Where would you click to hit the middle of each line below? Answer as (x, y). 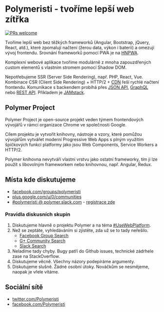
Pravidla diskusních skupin (38, 214)
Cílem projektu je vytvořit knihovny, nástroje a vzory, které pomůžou (74, 134)
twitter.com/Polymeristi (35, 299)
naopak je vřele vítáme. (36, 271)
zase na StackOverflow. (36, 256)
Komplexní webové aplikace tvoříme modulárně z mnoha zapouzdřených (78, 62)
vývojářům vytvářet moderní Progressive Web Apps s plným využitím (74, 139)
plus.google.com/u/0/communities (47, 197)
